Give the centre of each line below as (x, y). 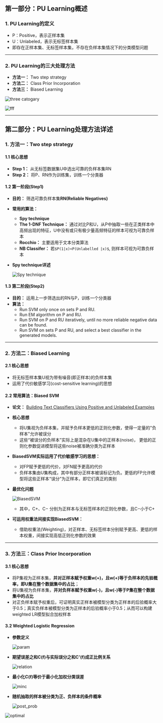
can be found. (33, 325)
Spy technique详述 (31, 265)
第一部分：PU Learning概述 (46, 9)
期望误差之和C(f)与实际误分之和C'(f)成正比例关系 (61, 657)
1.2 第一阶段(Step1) (24, 187)
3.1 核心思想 (17, 566)
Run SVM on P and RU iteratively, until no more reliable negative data (88, 320)
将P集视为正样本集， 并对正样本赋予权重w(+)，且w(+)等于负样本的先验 (83, 578)
